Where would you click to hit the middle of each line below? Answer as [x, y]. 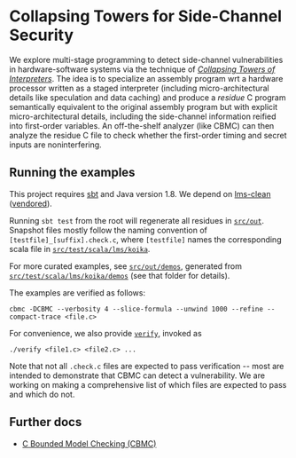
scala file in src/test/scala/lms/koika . [80, 249]
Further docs [46, 422]
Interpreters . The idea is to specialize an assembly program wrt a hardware [146, 78]
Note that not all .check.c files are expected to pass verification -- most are [147, 366]
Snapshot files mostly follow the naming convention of [109, 230]
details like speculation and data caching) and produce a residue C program [148, 97]
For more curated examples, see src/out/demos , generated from [125, 266]
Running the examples [72, 173]
